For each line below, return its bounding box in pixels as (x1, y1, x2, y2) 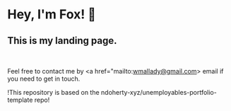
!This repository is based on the (7, 88, 100, 96)
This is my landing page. (7, 35, 117, 47)
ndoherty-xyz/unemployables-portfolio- (101, 88, 217, 96)
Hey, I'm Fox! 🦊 (7, 6, 97, 23)
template (7, 95, 33, 104)
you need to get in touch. (7, 74, 81, 83)
